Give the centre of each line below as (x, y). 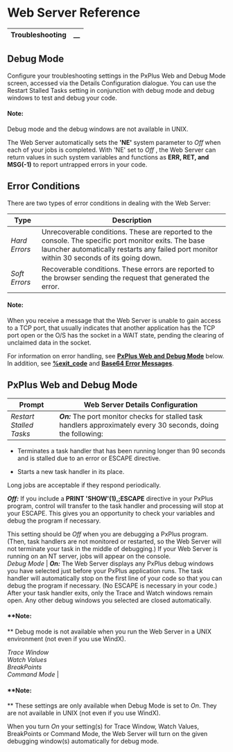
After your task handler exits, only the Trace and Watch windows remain (110, 593)
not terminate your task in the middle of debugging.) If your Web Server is (113, 548)
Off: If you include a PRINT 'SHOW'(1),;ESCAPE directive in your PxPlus (110, 498)
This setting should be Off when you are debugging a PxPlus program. (107, 534)
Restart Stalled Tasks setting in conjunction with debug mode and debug (111, 90)
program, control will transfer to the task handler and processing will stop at (115, 506)
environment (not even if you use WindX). (67, 638)
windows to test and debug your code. (62, 98)
